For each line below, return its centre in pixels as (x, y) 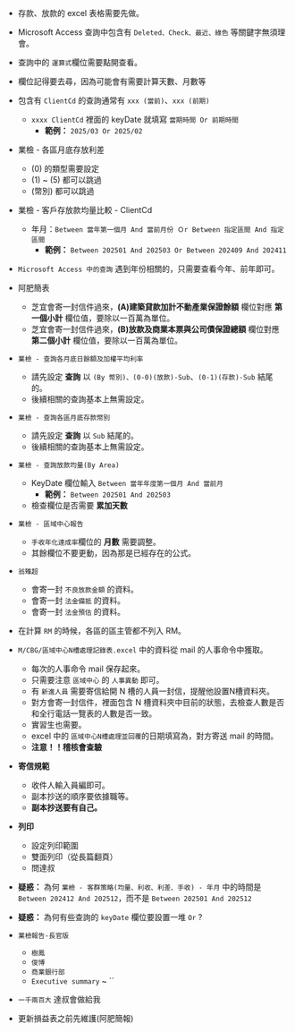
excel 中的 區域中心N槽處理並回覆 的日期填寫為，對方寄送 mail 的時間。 (155, 736)
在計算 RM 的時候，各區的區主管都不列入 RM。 (101, 631)
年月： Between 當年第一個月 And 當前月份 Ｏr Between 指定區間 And (149, 229)
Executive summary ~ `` (72, 981)
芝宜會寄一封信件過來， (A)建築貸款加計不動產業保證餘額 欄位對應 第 (157, 307)
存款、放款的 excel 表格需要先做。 (81, 13)
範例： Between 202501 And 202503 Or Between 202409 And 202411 (165, 250)
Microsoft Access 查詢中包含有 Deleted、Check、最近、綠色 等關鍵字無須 (147, 32)
